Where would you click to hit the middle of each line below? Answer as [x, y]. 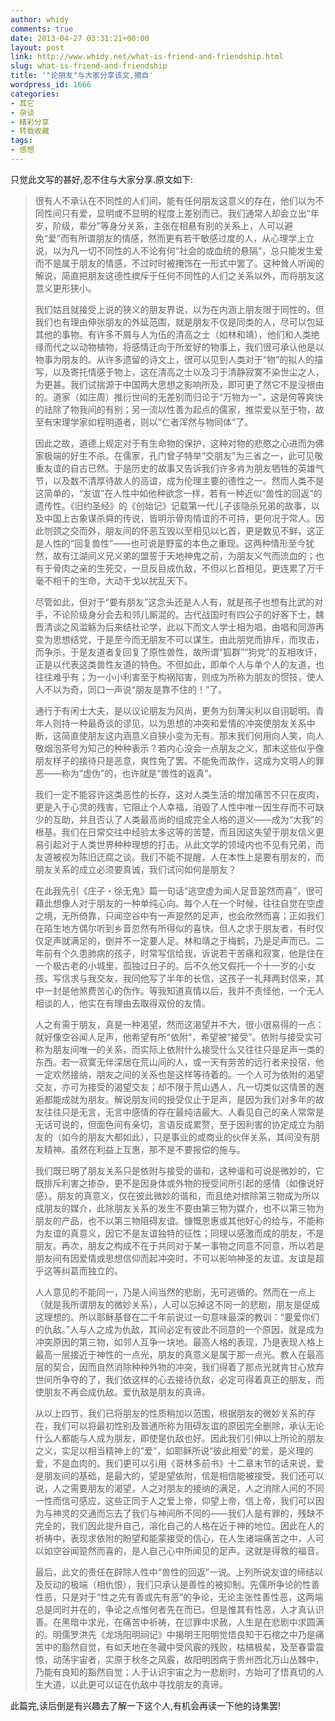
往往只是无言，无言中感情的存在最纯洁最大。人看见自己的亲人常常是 [184, 1112]
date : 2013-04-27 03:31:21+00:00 [80, 38]
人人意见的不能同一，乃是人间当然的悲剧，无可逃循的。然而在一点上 [175, 1292]
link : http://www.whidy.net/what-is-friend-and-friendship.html [147, 57]
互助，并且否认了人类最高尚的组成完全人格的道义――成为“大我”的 [188, 819]
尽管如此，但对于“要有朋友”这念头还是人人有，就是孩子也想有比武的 [174, 602]
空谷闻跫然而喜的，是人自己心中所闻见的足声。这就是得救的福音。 [188, 1550]
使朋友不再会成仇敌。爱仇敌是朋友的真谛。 [122, 1392]
